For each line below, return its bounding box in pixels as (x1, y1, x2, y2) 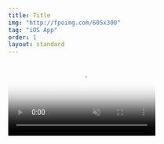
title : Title (8, 11, 51, 20)
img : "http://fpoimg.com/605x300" (8, 19, 122, 27)
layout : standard (8, 41, 65, 49)
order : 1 (8, 33, 37, 41)
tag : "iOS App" (8, 26, 58, 34)
